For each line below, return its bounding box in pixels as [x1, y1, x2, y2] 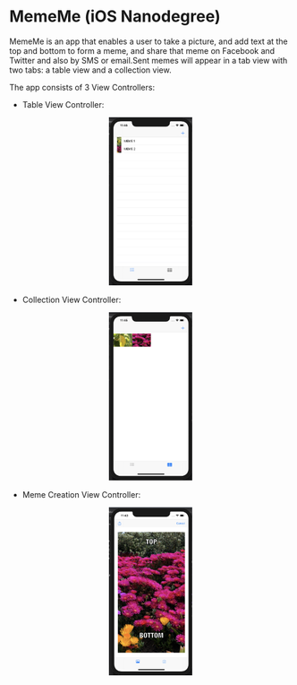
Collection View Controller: [21, 294, 122, 305]
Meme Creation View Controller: [21, 489, 141, 499]
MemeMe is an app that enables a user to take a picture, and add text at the [9, 36, 288, 47]
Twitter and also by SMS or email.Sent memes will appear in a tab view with [9, 55, 288, 65]
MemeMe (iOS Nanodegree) [9, 6, 221, 27]
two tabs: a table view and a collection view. [9, 65, 172, 75]
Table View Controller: [21, 99, 105, 109]
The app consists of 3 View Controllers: [9, 82, 155, 92]
